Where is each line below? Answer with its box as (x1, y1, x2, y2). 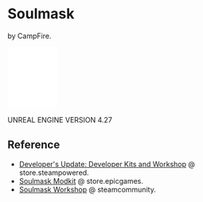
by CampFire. (7, 31, 52, 41)
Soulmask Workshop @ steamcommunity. (18, 185, 156, 194)
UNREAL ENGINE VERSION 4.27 (7, 115, 113, 124)
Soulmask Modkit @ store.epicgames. (18, 176, 144, 185)
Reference (7, 138, 61, 152)
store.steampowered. (18, 168, 89, 177)
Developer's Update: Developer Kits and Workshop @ (18, 159, 196, 169)
